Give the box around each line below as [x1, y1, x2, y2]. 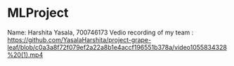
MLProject [7, 5, 69, 21]
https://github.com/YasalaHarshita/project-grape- [7, 35, 152, 44]
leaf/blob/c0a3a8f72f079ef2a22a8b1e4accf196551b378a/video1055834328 [7, 43, 227, 51]
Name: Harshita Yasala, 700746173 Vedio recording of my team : [7, 28, 194, 37]
